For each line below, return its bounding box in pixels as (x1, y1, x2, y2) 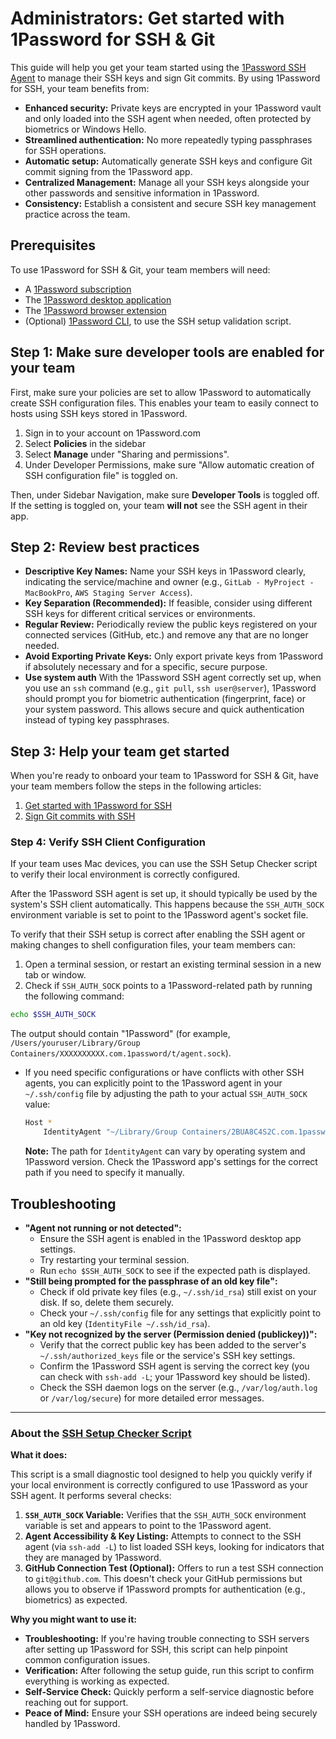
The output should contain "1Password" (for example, (10, 1028, 231, 1040)
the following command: (24, 990, 125, 1002)
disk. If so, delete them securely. (39, 1296, 175, 1308)
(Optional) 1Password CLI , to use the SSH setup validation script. (24, 315, 292, 327)
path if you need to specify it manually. (24, 1167, 185, 1179)
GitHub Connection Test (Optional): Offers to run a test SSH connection (24, 1562, 324, 1574)
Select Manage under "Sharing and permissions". (24, 448, 230, 460)
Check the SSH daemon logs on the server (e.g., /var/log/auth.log (39, 1381, 318, 1393)
